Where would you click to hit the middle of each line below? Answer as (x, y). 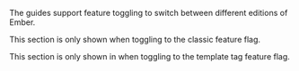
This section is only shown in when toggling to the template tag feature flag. (149, 56)
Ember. (22, 22)
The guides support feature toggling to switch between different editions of (149, 13)
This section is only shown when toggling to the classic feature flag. (135, 39)
